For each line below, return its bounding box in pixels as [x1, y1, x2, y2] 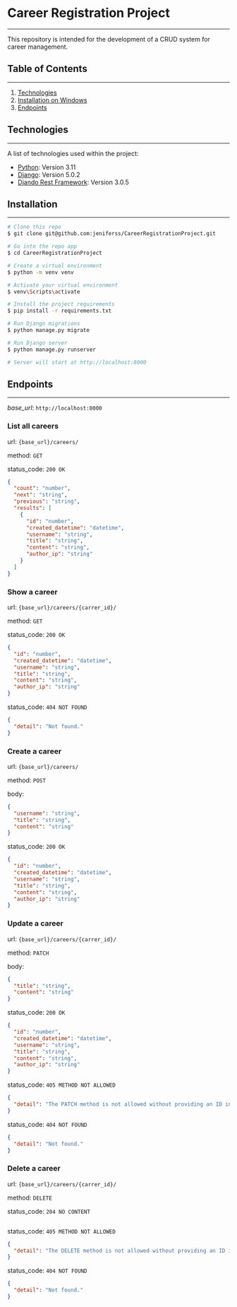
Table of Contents [7, 63, 88, 75]
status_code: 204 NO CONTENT [7, 1207, 90, 1215]
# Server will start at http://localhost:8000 [7, 359, 147, 366]
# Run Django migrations [7, 320, 80, 328]
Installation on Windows [17, 95, 87, 104]
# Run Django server [7, 339, 68, 347]
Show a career [7, 587, 58, 597]
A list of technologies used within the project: [7, 149, 139, 157]
